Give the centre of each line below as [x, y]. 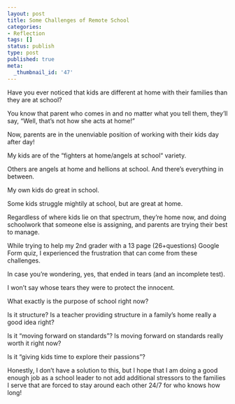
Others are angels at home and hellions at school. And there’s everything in [115, 169]
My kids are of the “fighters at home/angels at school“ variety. [97, 155]
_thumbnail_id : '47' [43, 72]
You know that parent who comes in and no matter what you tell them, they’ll [117, 113]
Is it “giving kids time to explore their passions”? [76, 356]
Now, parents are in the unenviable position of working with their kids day [113, 134]
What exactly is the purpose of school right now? [78, 301]
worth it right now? [34, 343]
